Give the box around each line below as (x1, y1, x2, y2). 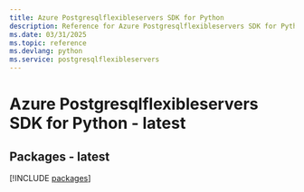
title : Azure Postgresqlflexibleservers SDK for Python (9, 13, 224, 23)
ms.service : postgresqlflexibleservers (9, 55, 160, 64)
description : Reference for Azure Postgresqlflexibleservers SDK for (9, 22, 278, 31)
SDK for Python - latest (9, 114, 186, 133)
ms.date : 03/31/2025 (9, 30, 88, 39)
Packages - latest (9, 149, 110, 164)
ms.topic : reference (9, 38, 88, 48)
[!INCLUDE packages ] (9, 173, 91, 183)
